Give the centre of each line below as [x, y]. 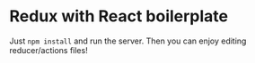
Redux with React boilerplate [119, 16]
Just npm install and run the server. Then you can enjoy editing [128, 41]
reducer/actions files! [48, 50]
